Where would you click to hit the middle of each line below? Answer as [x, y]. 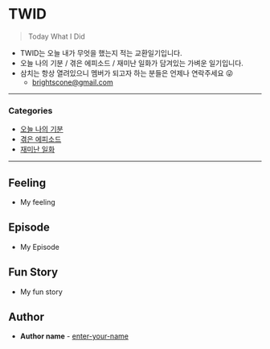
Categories [31, 110]
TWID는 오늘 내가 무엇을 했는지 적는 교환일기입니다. [101, 52]
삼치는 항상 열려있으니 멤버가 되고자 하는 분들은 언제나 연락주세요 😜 [127, 73]
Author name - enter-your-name [74, 336]
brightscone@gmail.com [73, 82]
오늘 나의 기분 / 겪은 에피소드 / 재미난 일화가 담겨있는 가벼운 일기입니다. [131, 63]
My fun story [41, 292]
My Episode [40, 247]
